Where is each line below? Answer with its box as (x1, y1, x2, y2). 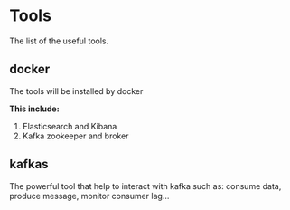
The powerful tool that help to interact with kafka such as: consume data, (9, 180, 282, 191)
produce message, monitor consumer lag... (9, 190, 170, 201)
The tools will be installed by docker (9, 85, 144, 96)
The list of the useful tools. (9, 35, 109, 46)
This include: (9, 103, 61, 114)
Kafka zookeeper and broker (22, 130, 129, 141)
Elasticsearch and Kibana (22, 120, 117, 131)
